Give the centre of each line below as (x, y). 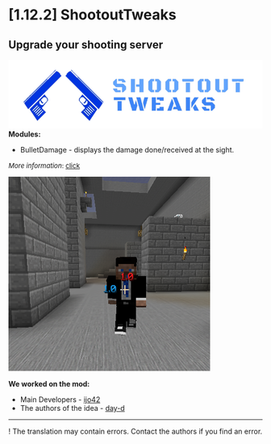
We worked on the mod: (49, 384)
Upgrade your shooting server (86, 45)
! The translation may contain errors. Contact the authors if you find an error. (135, 431)
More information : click (44, 166)
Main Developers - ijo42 (60, 400)
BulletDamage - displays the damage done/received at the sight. (127, 150)
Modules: (25, 134)
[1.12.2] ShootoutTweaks (92, 15)
